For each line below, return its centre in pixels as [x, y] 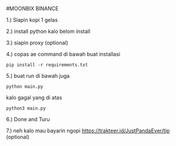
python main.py [25, 87]
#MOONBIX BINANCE [32, 9]
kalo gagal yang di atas [34, 97]
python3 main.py [26, 108]
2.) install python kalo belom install [48, 31]
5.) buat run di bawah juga [38, 76]
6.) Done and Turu [28, 119]
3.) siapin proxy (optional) [37, 43]
